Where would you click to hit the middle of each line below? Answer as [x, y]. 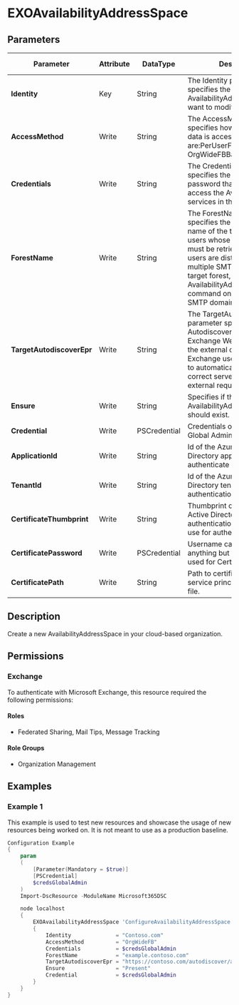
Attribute [115, 64]
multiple [201, 267]
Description [34, 617]
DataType [159, 64]
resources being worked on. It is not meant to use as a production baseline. [118, 830]
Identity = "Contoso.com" [104, 935]
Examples [30, 786]
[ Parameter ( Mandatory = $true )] [81, 869]
